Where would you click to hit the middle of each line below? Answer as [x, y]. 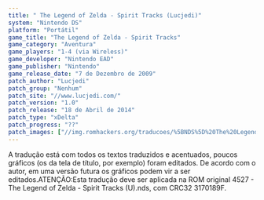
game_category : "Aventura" [52, 45]
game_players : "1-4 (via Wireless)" [68, 52]
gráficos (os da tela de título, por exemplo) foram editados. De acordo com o [132, 162]
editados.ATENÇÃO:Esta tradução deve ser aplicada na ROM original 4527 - [131, 179]
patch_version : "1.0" [44, 103]
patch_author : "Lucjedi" [49, 81]
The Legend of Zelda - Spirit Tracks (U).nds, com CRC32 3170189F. [117, 187]
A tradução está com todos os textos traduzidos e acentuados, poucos [123, 155]
